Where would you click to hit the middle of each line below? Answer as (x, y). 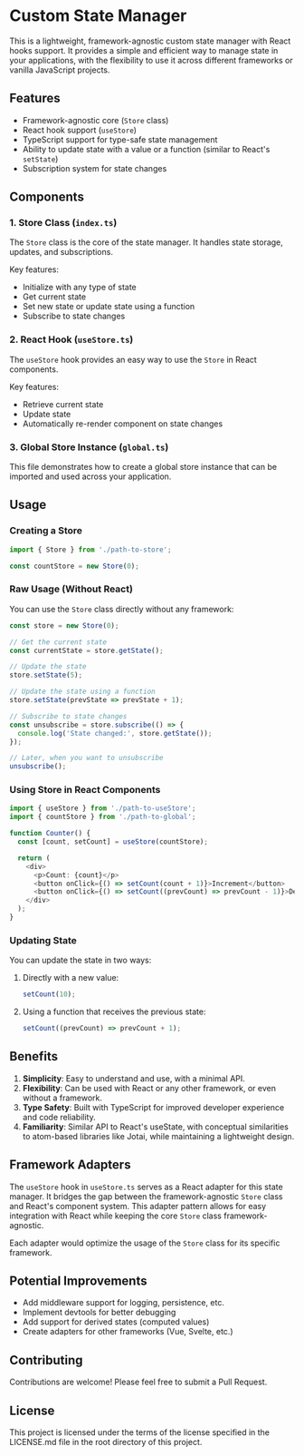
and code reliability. (59, 1117)
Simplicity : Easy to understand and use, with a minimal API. (134, 1078)
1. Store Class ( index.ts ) (63, 223)
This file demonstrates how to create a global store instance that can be (143, 467)
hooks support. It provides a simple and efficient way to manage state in (144, 50)
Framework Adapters (70, 1165)
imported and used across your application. (90, 476)
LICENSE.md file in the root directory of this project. (106, 1442)
